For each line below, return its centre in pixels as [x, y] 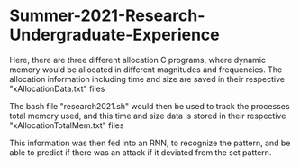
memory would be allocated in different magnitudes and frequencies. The [146, 70]
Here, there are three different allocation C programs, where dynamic [138, 60]
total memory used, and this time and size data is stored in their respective [148, 116]
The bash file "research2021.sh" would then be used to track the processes [150, 106]
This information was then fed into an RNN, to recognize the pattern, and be [150, 143]
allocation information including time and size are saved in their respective [147, 79]
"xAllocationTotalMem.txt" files [67, 125]
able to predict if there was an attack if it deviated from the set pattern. [141, 152]
